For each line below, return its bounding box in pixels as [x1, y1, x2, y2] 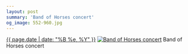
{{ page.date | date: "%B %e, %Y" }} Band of [6, 36, 183, 43]
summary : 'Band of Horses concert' [6, 14, 95, 20]
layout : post [6, 8, 39, 15]
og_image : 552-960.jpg [6, 20, 62, 26]
